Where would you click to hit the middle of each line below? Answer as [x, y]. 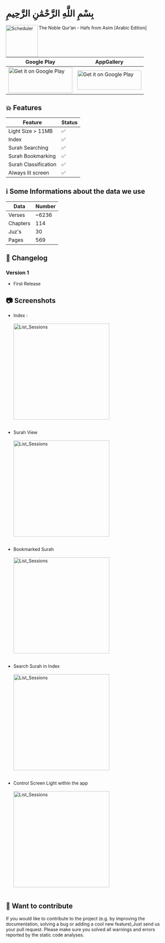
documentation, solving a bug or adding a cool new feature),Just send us [83, 924]
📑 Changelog [27, 258]
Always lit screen [29, 173]
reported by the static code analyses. [45, 935]
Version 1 [18, 273]
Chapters [19, 223]
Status [70, 122]
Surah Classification [32, 164]
